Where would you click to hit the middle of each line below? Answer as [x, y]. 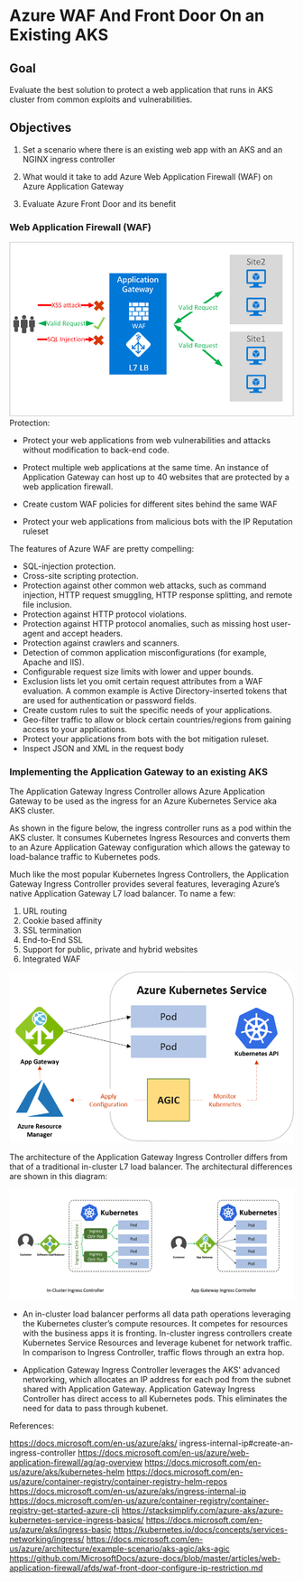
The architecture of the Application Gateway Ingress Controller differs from [149, 1158]
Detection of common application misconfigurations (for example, [145, 652]
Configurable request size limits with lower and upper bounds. [138, 671]
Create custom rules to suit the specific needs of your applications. [147, 710]
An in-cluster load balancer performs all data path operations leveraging [156, 1314]
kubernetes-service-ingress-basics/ [77, 1520]
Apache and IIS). [53, 662]
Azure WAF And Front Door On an [137, 16]
